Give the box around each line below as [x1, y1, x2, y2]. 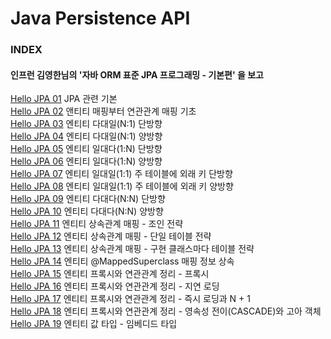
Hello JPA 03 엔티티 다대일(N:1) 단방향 [10, 118, 163, 130]
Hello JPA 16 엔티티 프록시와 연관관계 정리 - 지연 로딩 [10, 280, 220, 292]
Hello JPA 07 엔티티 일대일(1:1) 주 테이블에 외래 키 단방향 [10, 168, 233, 180]
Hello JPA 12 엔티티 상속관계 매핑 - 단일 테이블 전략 [10, 230, 212, 242]
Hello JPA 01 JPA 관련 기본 [10, 93, 118, 105]
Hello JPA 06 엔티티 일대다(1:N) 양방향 [10, 155, 163, 167]
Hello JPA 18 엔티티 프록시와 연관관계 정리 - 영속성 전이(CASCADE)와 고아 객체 [10, 305, 322, 317]
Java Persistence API [10, 7, 191, 30]
